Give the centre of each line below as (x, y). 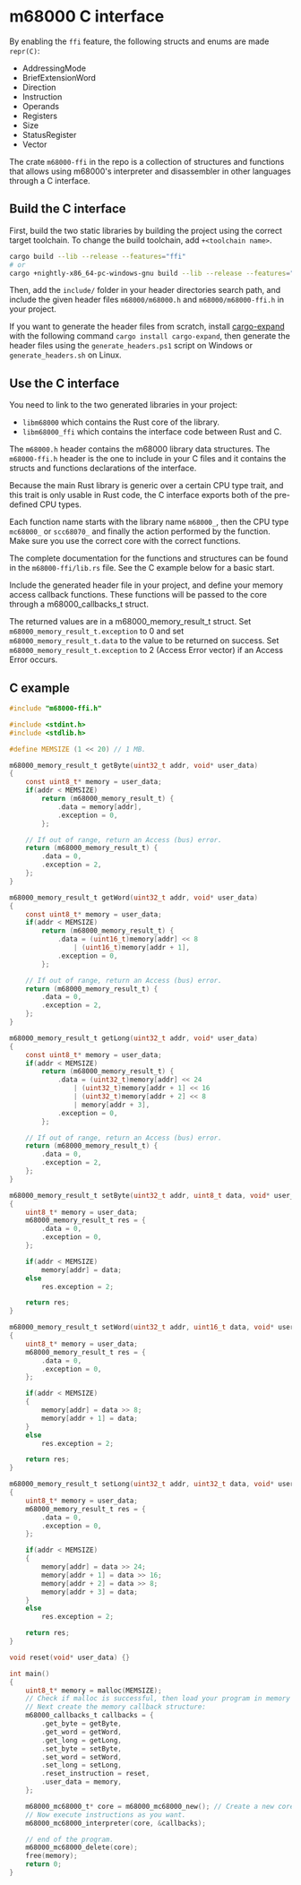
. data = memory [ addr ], (99, 807)
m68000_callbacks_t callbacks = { (90, 1716)
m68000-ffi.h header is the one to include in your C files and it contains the (148, 459)
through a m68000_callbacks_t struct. (79, 604)
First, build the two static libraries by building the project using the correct (146, 230)
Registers (40, 116)
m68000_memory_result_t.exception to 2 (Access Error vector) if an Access (146, 650)
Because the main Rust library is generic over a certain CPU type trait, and (146, 486)
